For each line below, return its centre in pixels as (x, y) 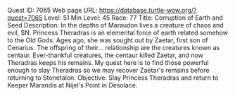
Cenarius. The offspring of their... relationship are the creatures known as (114, 48)
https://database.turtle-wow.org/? (148, 10)
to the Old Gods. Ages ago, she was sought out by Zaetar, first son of (108, 40)
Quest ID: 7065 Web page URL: (52, 10)
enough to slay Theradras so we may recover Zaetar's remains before (108, 70)
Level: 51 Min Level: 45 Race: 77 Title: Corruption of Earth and (134, 18)
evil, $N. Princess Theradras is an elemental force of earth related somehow (118, 32)
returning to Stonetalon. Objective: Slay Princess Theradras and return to (113, 78)
